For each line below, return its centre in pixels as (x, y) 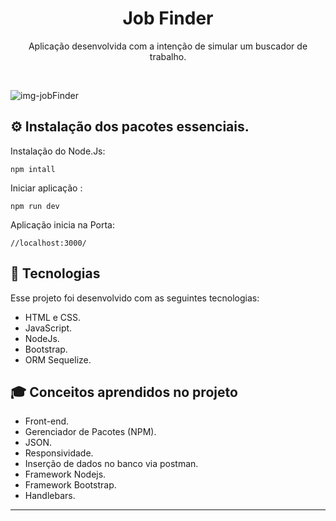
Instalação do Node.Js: (58, 151)
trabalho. (168, 56)
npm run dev (35, 206)
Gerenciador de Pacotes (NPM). (90, 432)
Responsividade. (59, 453)
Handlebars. (50, 496)
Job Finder (168, 18)
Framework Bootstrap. (70, 485)
